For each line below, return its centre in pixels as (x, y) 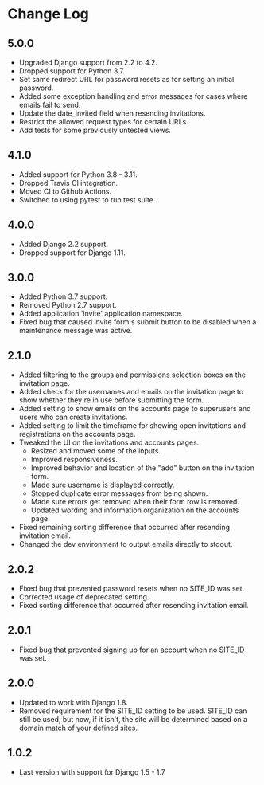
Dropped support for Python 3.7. (72, 71)
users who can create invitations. (73, 417)
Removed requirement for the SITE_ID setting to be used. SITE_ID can (133, 711)
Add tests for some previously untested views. (95, 130)
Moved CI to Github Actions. (65, 191)
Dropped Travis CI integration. (68, 183)
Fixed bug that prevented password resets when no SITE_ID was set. (132, 589)
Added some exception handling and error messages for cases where (133, 96)
